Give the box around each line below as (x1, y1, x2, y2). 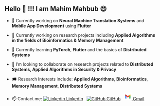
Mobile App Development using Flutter (11, 23, 91, 29)
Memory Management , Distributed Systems (11, 83, 103, 89)
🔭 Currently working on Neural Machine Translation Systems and (11, 17, 144, 23)
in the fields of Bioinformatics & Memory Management (11, 37, 124, 43)
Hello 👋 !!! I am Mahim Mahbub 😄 (4, 5, 107, 13)
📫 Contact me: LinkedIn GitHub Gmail (11, 95, 144, 102)
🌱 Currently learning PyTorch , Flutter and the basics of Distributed (11, 46, 147, 52)
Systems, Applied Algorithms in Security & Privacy (11, 66, 117, 72)
